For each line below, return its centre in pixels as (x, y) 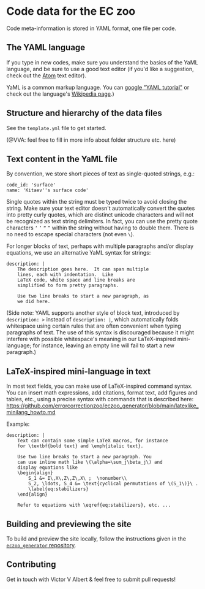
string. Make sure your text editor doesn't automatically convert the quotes (101, 208)
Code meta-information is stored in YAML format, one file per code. (91, 28)
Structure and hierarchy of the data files (84, 113)
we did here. (34, 302)
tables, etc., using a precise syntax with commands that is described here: (100, 399)
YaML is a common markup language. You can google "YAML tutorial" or (98, 87)
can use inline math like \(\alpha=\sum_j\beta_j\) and (90, 462)
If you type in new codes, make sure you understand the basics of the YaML (102, 62)
